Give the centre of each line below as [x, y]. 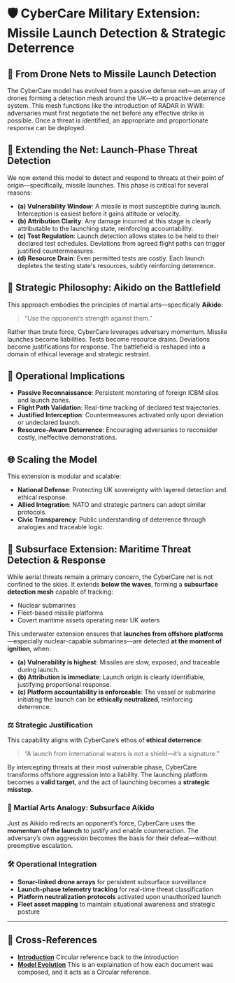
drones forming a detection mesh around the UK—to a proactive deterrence [116, 98]
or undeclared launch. [49, 423]
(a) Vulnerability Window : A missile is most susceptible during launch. [119, 206]
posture [29, 912]
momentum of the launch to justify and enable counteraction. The [103, 830]
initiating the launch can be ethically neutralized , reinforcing [105, 699]
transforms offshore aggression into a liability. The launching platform [108, 775]
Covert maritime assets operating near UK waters [88, 620]
